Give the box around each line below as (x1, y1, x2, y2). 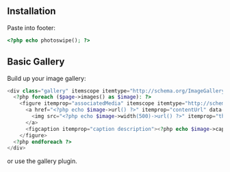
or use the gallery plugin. (7, 157, 77, 165)
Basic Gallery (7, 56, 65, 68)
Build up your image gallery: (7, 74, 86, 82)
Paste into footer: (7, 23, 56, 32)
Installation (7, 5, 56, 17)
